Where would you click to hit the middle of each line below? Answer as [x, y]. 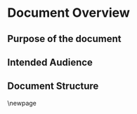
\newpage [22, 103]
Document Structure [53, 86]
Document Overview [68, 13]
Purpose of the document [64, 39]
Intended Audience [50, 62]
